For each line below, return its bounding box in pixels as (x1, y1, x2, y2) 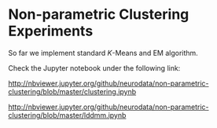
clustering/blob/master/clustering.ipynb (8, 86, 137, 96)
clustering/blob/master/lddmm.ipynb (8, 110, 127, 119)
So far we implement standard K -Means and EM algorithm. (8, 48, 198, 57)
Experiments (8, 22, 94, 40)
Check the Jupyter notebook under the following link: (8, 63, 181, 72)
